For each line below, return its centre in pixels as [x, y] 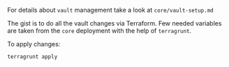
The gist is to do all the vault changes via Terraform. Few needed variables [114, 23]
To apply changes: [34, 44]
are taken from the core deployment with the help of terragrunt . [99, 31]
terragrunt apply [32, 57]
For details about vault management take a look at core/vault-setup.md [111, 10]
